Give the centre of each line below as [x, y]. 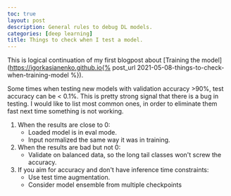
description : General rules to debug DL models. [80, 27]
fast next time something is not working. [65, 111]
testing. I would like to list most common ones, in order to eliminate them [112, 104]
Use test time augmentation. [69, 178]
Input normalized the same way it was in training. [99, 140]
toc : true [22, 14]
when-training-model [38, 75]
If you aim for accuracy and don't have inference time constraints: [113, 170]
